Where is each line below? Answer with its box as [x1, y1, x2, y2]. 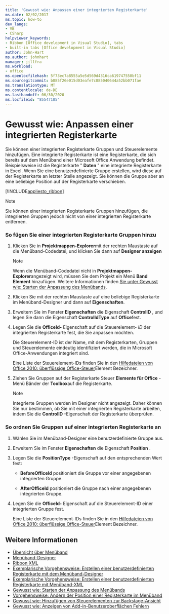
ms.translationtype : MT [5, 83, 56, 88]
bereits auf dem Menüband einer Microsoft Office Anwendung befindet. [5, 157, 155, 163]
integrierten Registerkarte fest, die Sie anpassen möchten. [12, 330, 135, 336]
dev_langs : [5, 21, 28, 27]
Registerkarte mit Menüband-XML [12, 581, 83, 588]
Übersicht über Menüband [12, 549, 68, 555]
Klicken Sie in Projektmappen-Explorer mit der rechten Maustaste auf [12, 243, 158, 249]
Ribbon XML [12, 560, 39, 566]
